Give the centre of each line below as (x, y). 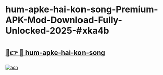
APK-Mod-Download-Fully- (64, 20)
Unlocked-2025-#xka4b (57, 31)
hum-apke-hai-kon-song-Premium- (82, 9)
